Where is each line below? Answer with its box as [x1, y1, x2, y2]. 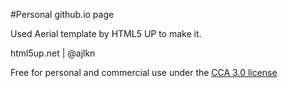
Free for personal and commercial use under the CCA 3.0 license [10, 67, 278, 78]
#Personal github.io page [10, 9, 115, 20]
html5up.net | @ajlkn [10, 47, 96, 59]
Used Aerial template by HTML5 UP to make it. [10, 28, 202, 39]
